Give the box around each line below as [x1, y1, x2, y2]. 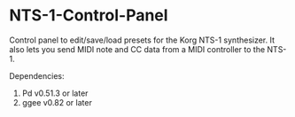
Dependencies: [9, 70, 65, 81]
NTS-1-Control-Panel [9, 5, 168, 26]
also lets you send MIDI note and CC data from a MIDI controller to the [9, 43, 266, 54]
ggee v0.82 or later [21, 97, 93, 107]
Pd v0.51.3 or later [21, 88, 89, 98]
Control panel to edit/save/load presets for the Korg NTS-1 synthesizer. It [9, 35, 276, 45]
